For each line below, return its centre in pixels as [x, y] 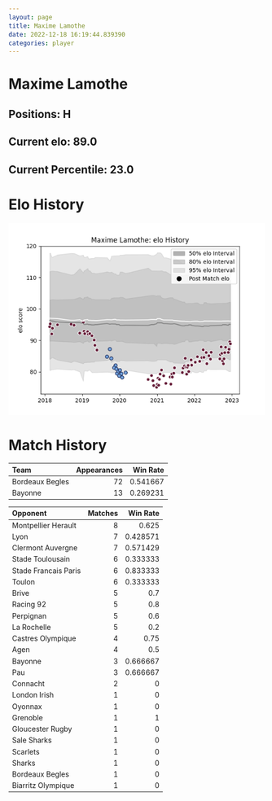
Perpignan [29, 615]
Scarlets [26, 751]
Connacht [28, 684]
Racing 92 [29, 604]
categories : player [42, 43]
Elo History [46, 204]
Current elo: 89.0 [53, 142]
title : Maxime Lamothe [47, 26]
